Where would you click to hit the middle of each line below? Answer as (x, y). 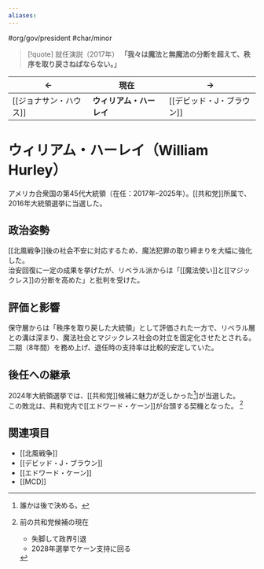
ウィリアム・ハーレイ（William (108, 150)
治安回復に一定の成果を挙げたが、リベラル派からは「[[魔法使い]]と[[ (119, 270)
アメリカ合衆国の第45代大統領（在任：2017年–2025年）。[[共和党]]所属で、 (130, 193)
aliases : (22, 15)
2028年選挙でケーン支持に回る (81, 549)
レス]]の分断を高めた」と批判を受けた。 (79, 280)
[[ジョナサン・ (39, 101)
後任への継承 (39, 375)
